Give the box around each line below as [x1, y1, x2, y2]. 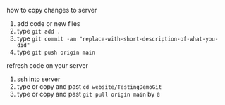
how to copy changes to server [6, 6, 97, 14]
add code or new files [16, 20, 80, 27]
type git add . [16, 27, 61, 35]
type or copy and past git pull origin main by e [16, 90, 160, 98]
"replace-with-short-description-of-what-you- [79, 36, 219, 43]
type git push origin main [16, 48, 96, 56]
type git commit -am [16, 34, 77, 43]
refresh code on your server [6, 62, 89, 69]
